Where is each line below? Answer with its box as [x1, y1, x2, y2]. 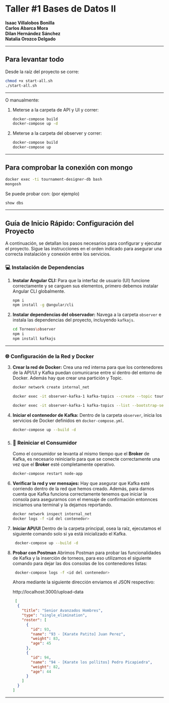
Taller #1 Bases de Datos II [5, 3, 116, 15]
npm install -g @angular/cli [12, 302, 74, 308]
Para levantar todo [5, 55, 64, 64]
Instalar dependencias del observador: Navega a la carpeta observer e [12, 311, 162, 318]
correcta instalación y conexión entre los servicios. [5, 251, 111, 257]
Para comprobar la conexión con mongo [5, 164, 133, 172]
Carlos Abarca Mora [5, 25, 48, 31]
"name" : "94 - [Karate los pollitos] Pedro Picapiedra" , [31, 660, 152, 665]
